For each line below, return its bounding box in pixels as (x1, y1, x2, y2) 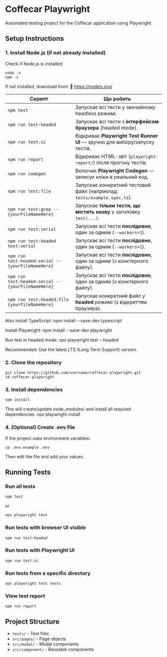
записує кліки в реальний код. (75, 173, 149, 180)
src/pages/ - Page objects (12, 636, 66, 642)
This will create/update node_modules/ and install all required (5, 406, 131, 412)
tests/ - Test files (12, 631, 49, 637)
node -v (5, 70, 21, 75)
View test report (5, 593, 45, 600)
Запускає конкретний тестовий (75, 181, 151, 188)
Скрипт (29, 95, 49, 102)
